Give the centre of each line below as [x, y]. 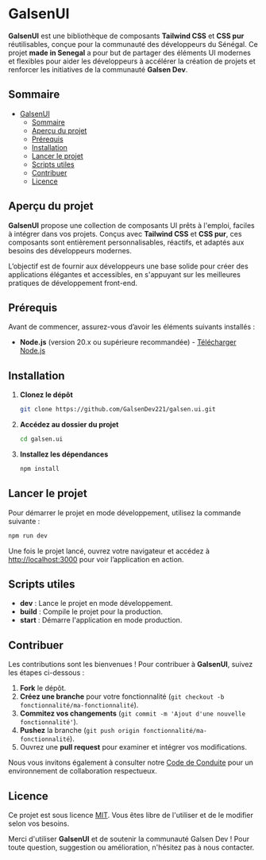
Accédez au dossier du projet [69, 425]
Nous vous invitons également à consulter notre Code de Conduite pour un [131, 762]
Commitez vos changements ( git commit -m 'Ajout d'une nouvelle [133, 713]
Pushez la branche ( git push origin [80, 731]
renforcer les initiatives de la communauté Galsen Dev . [98, 69]
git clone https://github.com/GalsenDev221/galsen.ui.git [118, 410]
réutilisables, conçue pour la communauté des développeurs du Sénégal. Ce [133, 44]
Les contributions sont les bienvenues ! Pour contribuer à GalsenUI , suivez [131, 665]
